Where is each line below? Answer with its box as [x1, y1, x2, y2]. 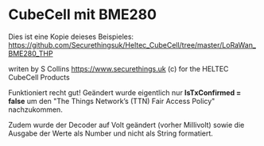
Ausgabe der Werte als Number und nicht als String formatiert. [8, 129, 213, 138]
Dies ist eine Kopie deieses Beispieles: [8, 32, 134, 41]
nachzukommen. [8, 105, 64, 114]
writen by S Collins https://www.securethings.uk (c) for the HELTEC [8, 63, 229, 73]
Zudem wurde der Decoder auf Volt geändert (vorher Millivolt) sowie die [8, 120, 245, 129]
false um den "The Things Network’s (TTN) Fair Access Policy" [8, 96, 215, 106]
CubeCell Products [8, 72, 70, 82]
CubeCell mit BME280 [8, 6, 157, 24]
